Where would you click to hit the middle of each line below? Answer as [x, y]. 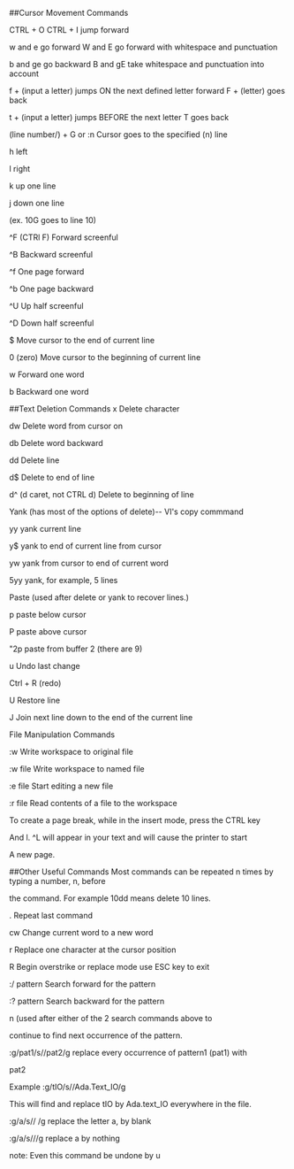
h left [19, 151]
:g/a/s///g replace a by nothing [65, 1138]
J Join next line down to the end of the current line [101, 717]
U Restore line [34, 700]
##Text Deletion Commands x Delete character [94, 409]
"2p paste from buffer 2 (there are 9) [76, 649]
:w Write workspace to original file [72, 752]
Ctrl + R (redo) [35, 683]
